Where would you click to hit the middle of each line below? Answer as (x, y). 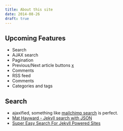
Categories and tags (32, 86)
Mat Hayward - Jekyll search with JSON (52, 118)
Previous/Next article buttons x (43, 65)
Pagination (23, 60)
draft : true (17, 18)
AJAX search (25, 55)
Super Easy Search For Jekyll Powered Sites (56, 123)
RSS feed (21, 76)
